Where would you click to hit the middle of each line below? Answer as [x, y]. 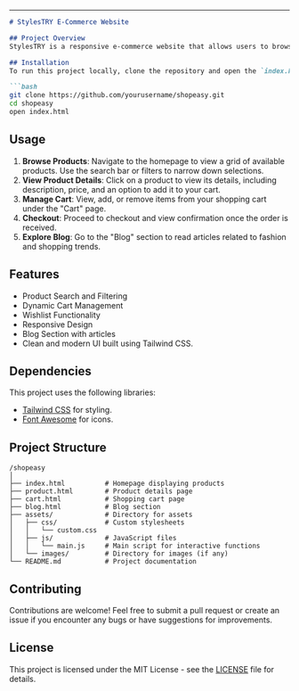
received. [39, 227]
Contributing [45, 589]
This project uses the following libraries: [82, 392]
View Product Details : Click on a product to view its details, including [149, 180]
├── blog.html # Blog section [85, 507]
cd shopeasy [31, 103]
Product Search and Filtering [75, 296]
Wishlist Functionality [61, 315]
